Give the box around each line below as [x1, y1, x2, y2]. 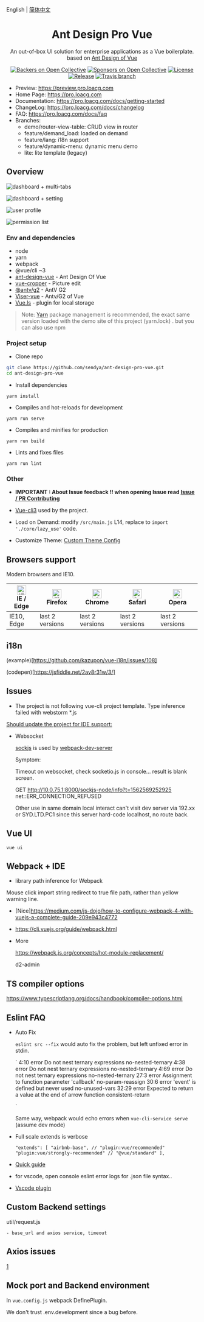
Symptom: [15, 755, 41, 763]
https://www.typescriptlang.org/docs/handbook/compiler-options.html [6, 995, 183, 1002]
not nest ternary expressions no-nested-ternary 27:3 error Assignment [15, 1072, 192, 1079]
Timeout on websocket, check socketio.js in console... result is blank [15, 768, 187, 775]
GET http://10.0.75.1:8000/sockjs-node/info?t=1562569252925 [15, 786, 172, 793]
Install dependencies [15, 381, 68, 389]
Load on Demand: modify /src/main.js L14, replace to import [15, 518, 169, 526]
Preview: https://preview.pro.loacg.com [15, 84, 114, 91]
